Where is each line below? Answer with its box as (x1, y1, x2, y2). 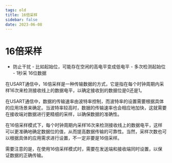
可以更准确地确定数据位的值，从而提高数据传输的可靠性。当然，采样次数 (5, 129, 158, 135)
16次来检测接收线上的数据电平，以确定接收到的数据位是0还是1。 (9, 87, 145, 94)
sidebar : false (5, 17, 38, 22)
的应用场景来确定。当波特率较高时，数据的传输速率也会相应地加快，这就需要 (5, 105, 167, 111)
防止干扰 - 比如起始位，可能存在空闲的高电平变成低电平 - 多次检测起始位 (12, 64, 166, 70)
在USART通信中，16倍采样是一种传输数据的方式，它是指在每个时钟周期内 (5, 81, 160, 87)
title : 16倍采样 (5, 12, 38, 17)
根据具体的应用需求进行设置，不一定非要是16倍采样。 (9, 135, 122, 141)
